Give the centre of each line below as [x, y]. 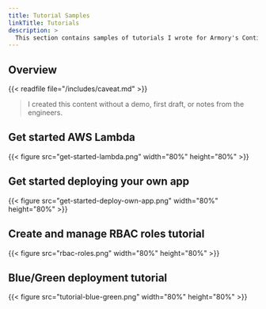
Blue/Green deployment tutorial [88, 278]
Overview [33, 69]
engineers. [45, 113]
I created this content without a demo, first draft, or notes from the [136, 105]
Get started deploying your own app [99, 182]
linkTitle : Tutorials [44, 23]
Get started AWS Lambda [72, 137]
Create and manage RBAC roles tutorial [106, 234]
